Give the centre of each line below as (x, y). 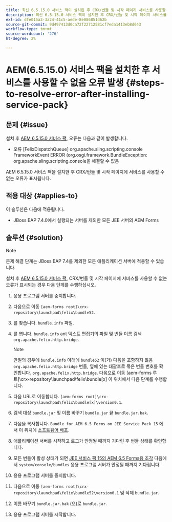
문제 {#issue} (27, 125)
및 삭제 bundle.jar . (140, 492)
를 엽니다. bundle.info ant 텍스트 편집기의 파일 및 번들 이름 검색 (78, 334)
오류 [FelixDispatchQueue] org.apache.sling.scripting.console (78, 149)
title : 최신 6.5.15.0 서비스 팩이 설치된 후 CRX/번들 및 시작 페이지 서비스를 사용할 (86, 10)
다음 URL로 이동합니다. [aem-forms (48, 396)
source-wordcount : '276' (32, 34)
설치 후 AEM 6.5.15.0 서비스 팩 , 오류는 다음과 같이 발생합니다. (67, 138)
